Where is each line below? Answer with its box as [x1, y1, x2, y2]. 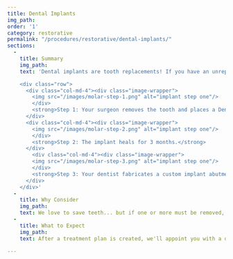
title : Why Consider [19, 197, 79, 204]
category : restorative [7, 29, 73, 37]
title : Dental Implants [7, 10, 76, 17]
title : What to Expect [19, 222, 85, 229]
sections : [7, 42, 36, 49]
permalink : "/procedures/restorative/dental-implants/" [7, 36, 172, 43]
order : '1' [7, 23, 39, 30]
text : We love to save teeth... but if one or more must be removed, [19, 209, 225, 217]
